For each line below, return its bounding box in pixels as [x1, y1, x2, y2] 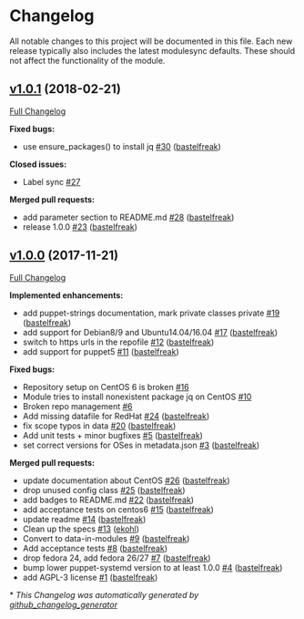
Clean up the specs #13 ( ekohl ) [22, 523, 139, 534]
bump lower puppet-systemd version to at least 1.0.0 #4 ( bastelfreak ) [22, 562, 283, 573]
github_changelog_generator [9, 599, 118, 610]
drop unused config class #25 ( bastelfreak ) [22, 484, 186, 495]
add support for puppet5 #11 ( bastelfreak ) [22, 346, 179, 356]
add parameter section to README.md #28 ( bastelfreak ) [22, 211, 235, 222]
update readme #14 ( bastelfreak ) [22, 513, 147, 524]
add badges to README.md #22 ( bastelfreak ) [22, 494, 194, 505]
